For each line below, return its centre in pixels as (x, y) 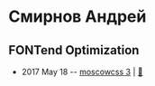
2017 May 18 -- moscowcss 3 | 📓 (82, 72)
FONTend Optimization (74, 50)
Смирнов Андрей (77, 17)
